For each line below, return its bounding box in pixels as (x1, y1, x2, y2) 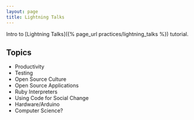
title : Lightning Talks (6, 14, 65, 20)
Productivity (14, 63, 44, 70)
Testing (14, 69, 34, 77)
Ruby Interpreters (14, 88, 58, 95)
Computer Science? (14, 107, 63, 114)
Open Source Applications (14, 82, 79, 89)
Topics (6, 47, 32, 57)
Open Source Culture (14, 76, 67, 83)
